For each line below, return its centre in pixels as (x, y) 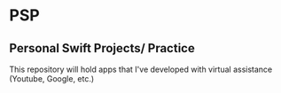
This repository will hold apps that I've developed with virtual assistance (141, 69)
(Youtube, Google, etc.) (52, 79)
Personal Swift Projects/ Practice (102, 48)
